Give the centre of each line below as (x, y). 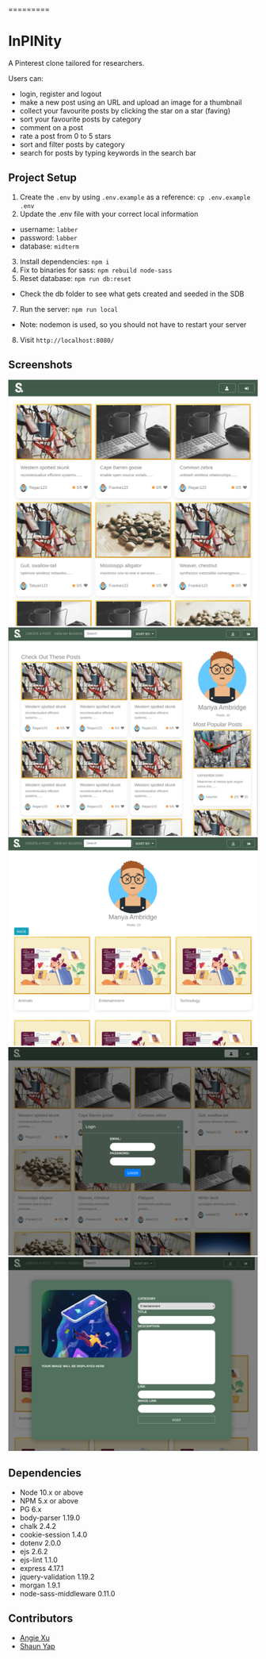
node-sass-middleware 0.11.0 (67, 1593)
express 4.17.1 (42, 1568)
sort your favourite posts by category (80, 119)
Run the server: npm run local (69, 309)
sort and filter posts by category (72, 144)
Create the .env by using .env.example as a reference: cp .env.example (135, 197)
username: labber (49, 229)
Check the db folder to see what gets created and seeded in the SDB (132, 294)
